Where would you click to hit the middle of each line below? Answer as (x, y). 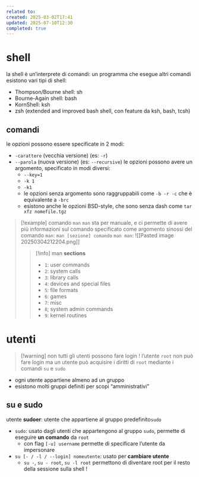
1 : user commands (67, 265)
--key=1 (33, 175)
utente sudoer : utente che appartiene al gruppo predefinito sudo (84, 419)
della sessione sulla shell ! (56, 469)
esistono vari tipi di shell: (37, 80)
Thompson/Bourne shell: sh (49, 92)
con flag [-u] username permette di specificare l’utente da (94, 443)
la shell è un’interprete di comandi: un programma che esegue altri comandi (99, 74)
